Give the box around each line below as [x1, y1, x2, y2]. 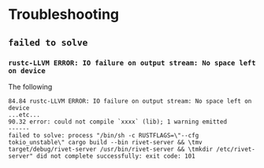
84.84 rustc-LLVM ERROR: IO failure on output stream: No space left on [8, 97, 252, 105]
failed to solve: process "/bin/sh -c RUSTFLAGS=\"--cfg [8, 131, 199, 139]
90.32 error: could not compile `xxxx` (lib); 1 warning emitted [8, 118, 227, 126]
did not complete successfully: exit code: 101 [36, 152, 195, 160]
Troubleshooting [8, 5, 120, 24]
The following [8, 82, 53, 91]
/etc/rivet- [216, 145, 256, 153]
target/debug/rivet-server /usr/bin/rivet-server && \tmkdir [8, 145, 214, 153]
